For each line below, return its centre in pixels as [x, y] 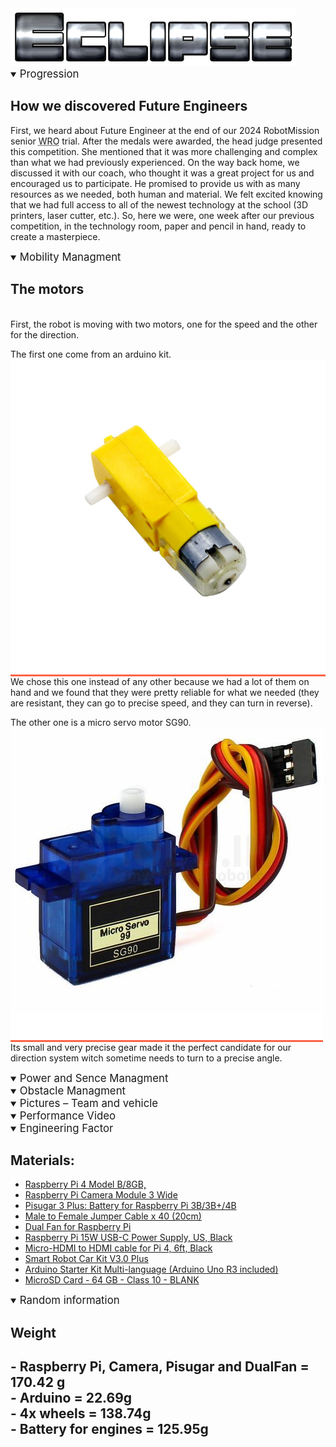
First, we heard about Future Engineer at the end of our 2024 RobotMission [165, 130]
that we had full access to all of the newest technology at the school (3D [159, 204]
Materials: [42, 1160]
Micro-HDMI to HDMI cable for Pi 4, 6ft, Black [118, 1248]
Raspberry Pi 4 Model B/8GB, [85, 1184]
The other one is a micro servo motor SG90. [101, 722]
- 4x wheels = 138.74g [81, 1413]
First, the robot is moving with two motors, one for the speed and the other [164, 324]
